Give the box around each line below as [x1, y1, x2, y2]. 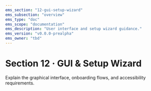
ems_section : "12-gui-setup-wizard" [5, 7, 83, 13]
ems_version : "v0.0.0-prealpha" [5, 31, 74, 36]
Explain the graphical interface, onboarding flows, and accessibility [5, 74, 146, 80]
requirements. [5, 80, 35, 86]
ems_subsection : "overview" [5, 12, 65, 17]
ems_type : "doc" [5, 17, 40, 22]
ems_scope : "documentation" [5, 21, 65, 27]
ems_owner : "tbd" [5, 36, 42, 41]
